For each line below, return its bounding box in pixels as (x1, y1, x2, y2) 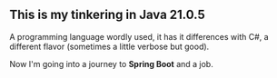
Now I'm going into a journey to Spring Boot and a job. (9, 58, 213, 69)
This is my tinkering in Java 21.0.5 (9, 7, 206, 23)
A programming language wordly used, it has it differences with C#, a (9, 31, 270, 42)
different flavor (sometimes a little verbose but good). (9, 41, 210, 52)
